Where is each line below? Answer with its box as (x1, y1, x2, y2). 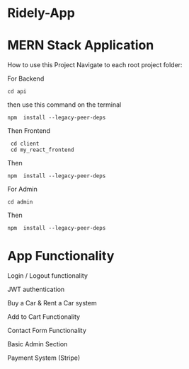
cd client (10, 140, 40, 148)
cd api (7, 88, 27, 95)
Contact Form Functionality (7, 327, 87, 335)
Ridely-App (7, 5, 76, 21)
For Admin (7, 185, 38, 194)
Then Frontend (7, 127, 51, 135)
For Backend (7, 74, 45, 83)
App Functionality (7, 248, 115, 264)
